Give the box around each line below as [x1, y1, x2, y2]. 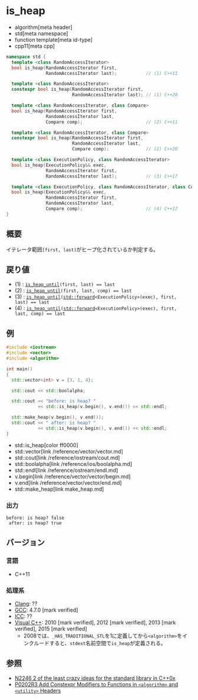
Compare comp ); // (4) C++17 [45, 206, 178, 212]
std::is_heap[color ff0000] [14, 441, 78, 449]
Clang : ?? [14, 600, 38, 607]
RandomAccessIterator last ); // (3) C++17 [45, 173, 178, 179]
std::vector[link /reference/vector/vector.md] [14, 448, 124, 455]
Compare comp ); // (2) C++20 [71, 146, 178, 152]
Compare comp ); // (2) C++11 [45, 119, 178, 125]
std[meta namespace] [14, 29, 68, 37]
